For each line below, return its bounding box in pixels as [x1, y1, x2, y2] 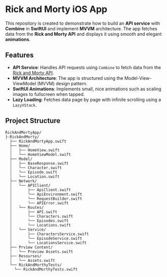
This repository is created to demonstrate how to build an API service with [5, 20, 160, 26]
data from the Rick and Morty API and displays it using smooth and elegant [5, 31, 162, 37]
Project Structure [5, 117, 61, 125]
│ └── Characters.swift [10, 213, 73, 219]
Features [5, 51, 34, 60]
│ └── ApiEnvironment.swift [10, 192, 82, 197]
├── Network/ [10, 178, 37, 184]
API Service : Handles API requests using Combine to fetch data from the [12, 64, 161, 70]
